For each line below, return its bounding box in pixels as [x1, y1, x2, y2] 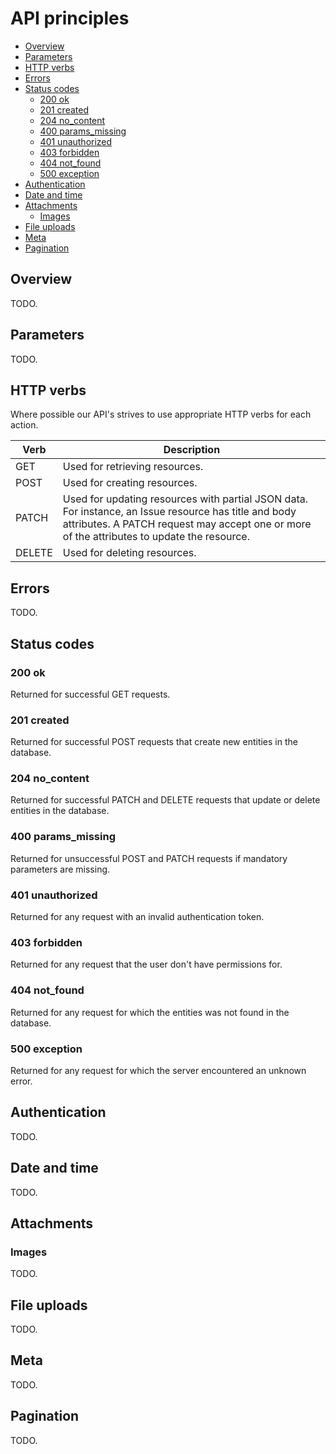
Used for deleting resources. [62, 546, 197, 560]
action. [10, 419, 39, 431]
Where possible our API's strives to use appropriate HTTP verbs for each [10, 408, 312, 421]
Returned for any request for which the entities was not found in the [10, 1006, 290, 1018]
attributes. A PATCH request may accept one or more [62, 517, 312, 531]
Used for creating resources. [62, 476, 198, 490]
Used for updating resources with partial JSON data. [62, 492, 308, 506]
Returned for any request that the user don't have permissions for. [10, 958, 283, 971]
